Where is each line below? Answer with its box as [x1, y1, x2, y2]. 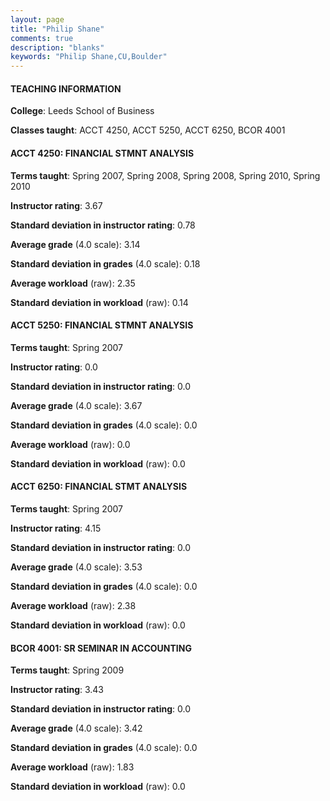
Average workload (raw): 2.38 [10, 599, 137, 611]
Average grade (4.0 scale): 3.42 [10, 722, 143, 735]
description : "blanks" [10, 42, 105, 53]
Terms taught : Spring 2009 [10, 664, 125, 676]
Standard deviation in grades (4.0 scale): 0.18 [10, 257, 201, 270]
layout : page [10, 14, 65, 25]
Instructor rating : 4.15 [10, 522, 102, 534]
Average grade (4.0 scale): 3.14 [10, 238, 141, 250]
